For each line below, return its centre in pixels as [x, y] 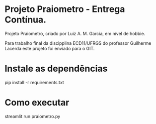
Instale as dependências [56, 69]
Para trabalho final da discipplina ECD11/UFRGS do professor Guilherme [78, 43]
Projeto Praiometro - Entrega [65, 9]
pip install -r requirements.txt [34, 82]
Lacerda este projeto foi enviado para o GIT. [50, 48]
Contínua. [26, 20]
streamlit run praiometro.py [33, 116]
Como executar [37, 103]
